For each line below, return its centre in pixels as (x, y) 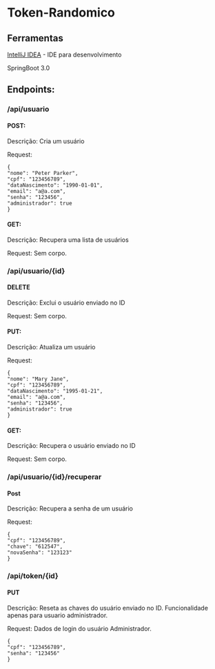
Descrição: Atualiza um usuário (51, 347)
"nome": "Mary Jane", (38, 379)
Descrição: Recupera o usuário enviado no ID (71, 446)
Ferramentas (35, 38)
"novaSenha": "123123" (40, 553)
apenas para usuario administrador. (58, 615)
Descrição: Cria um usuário (46, 141)
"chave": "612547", (35, 547)
